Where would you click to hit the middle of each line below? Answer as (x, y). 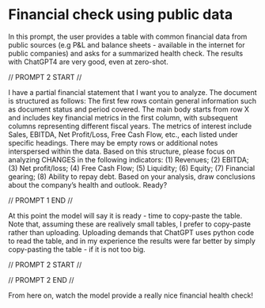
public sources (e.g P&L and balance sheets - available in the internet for (127, 44)
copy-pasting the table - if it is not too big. (77, 249)
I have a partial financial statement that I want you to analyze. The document (132, 92)
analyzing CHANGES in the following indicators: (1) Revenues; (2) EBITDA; (129, 159)
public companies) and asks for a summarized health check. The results (126, 53)
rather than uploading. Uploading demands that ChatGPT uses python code (131, 232)
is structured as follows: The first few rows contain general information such (132, 101)
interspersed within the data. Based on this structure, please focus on (122, 151)
